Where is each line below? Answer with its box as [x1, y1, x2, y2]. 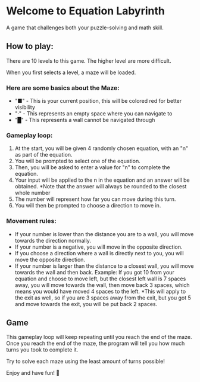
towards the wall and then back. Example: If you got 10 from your [14, 268, 174, 276]
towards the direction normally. [14, 237, 91, 244]
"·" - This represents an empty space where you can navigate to [14, 110, 173, 117]
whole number [14, 190, 51, 197]
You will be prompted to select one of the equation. [14, 157, 141, 165]
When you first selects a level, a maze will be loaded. [6, 69, 136, 76]
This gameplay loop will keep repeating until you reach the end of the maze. [6, 334, 192, 341]
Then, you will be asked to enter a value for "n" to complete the [14, 164, 171, 171]
